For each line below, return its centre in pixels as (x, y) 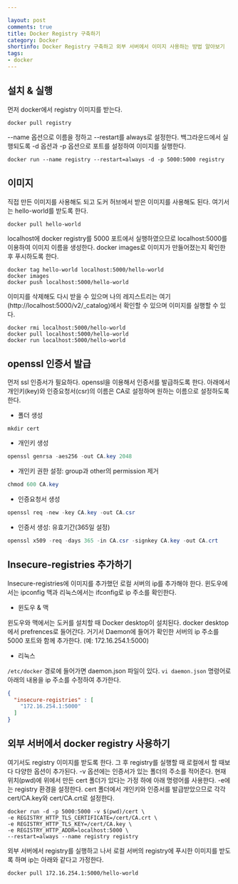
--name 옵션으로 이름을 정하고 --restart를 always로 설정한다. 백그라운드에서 (114, 137)
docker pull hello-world (44, 224)
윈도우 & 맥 (33, 607)
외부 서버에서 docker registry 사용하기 (89, 744)
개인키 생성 (33, 443)
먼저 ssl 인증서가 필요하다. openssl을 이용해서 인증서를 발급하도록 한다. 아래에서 (119, 382)
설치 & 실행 (30, 91)
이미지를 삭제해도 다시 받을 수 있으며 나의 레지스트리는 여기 (89, 296)
